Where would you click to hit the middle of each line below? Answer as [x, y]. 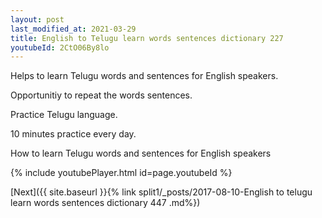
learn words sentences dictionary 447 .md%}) [105, 203]
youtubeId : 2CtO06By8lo [60, 47]
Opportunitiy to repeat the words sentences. [101, 95]
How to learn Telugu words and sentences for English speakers [141, 153]
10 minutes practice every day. [73, 134]
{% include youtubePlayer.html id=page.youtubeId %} [121, 173]
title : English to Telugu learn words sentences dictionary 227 [147, 38]
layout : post [37, 19]
